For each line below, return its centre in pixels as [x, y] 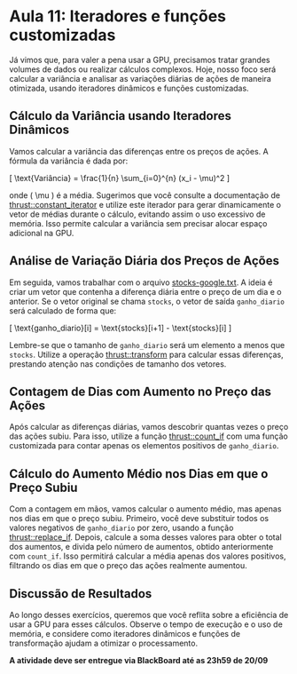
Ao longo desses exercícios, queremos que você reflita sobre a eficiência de [149, 615]
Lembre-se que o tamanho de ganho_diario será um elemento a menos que [147, 345]
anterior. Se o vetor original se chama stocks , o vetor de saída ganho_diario [147, 301]
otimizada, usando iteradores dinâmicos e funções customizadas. [129, 88]
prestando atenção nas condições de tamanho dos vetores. [118, 364]
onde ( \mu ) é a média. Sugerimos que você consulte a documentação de [145, 195]
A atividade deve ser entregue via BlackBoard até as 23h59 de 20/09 [139, 660]
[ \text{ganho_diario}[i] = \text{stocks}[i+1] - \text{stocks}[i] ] [121, 328]
